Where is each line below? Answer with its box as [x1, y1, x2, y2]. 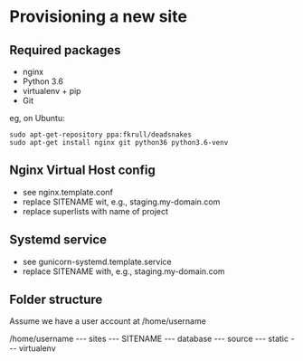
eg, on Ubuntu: [9, 113, 65, 123]
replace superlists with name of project [22, 205, 169, 216]
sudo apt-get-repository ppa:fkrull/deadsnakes [9, 130, 193, 139]
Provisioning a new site [9, 6, 188, 27]
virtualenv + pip [22, 86, 81, 96]
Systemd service [9, 233, 107, 248]
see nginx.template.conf [22, 186, 113, 197]
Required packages [9, 43, 121, 58]
